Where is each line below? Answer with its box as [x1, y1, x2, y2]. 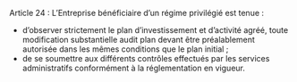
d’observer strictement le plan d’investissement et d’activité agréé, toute [21, 25, 289, 35]
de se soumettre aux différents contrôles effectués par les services [21, 53, 270, 63]
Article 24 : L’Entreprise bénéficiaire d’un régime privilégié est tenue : [9, 8, 265, 18]
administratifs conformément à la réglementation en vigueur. [21, 62, 246, 73]
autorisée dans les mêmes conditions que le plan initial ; [21, 44, 229, 54]
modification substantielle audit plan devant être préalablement [21, 35, 255, 45]
